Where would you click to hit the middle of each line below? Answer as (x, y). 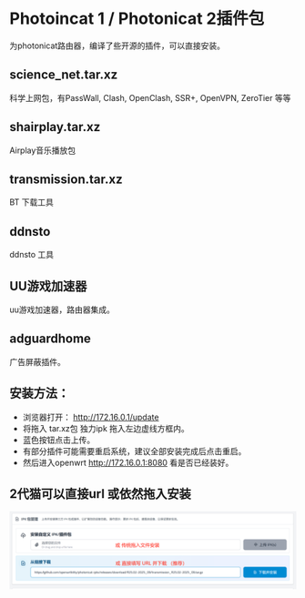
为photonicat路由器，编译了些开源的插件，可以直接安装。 (117, 46)
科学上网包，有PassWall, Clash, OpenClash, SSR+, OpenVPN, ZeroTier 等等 (150, 97)
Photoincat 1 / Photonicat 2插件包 (137, 19)
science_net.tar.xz (64, 75)
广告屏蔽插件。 (37, 361)
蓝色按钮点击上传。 (59, 440)
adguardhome (50, 339)
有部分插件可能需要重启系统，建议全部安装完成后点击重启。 (134, 451)
